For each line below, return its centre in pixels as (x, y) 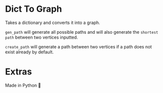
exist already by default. (29, 52)
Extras (18, 72)
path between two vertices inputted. (42, 37)
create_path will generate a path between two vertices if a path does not (79, 46)
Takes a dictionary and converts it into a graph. (53, 23)
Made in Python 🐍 (23, 85)
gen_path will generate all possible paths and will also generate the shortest (82, 32)
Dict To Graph (34, 9)
